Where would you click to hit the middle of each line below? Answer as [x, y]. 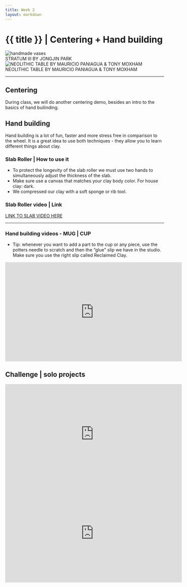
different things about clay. [33, 146]
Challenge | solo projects [45, 375]
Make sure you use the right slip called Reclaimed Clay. [70, 255]
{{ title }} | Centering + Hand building [84, 40]
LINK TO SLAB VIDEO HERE [34, 216]
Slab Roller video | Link [34, 205]
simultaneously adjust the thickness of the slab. [62, 176]
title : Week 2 [20, 10]
